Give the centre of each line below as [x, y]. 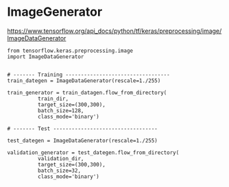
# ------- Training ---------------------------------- [88, 75]
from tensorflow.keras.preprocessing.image [70, 51]
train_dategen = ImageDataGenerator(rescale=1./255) [84, 80]
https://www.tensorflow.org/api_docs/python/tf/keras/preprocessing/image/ [114, 31]
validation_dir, [61, 158]
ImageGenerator [55, 12]
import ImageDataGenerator [46, 57]
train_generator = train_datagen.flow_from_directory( [87, 92]
